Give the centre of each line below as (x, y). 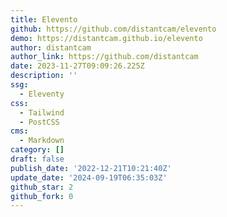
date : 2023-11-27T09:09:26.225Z (77, 66)
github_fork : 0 (42, 196)
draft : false (37, 159)
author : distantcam (51, 47)
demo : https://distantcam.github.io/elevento (106, 38)
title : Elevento (44, 19)
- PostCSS (39, 122)
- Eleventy (42, 94)
